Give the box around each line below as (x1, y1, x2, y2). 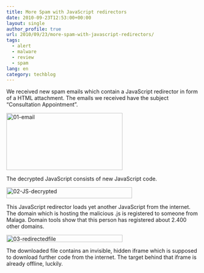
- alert (12, 43, 32, 49)
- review (12, 54, 34, 60)
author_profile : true (6, 26, 62, 32)
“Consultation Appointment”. (6, 101, 78, 108)
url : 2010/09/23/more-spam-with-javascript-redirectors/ (6, 32, 155, 38)
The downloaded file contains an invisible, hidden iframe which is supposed (6, 247, 197, 255)
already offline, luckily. (6, 260, 63, 268)
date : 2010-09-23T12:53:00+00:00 (6, 15, 92, 21)
